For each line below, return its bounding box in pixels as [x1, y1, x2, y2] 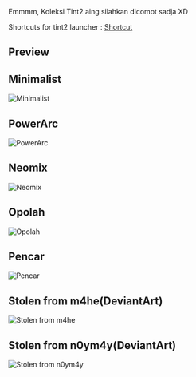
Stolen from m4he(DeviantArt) [8, 294, 163, 308]
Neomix [8, 161, 48, 175]
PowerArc [8, 117, 58, 130]
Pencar [8, 250, 45, 264]
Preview [8, 46, 50, 59]
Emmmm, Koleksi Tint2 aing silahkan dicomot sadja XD [8, 7, 189, 16]
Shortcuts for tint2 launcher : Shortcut [8, 22, 133, 31]
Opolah [8, 205, 45, 219]
